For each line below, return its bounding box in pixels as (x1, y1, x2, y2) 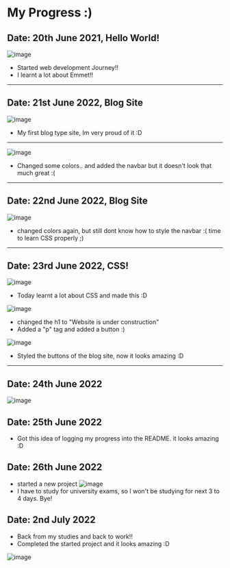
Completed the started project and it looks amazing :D (16, 539, 170, 547)
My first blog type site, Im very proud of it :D (16, 128, 142, 136)
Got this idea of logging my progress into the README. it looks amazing (16, 434, 219, 443)
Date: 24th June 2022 (7, 378, 103, 390)
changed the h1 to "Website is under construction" (16, 318, 159, 326)
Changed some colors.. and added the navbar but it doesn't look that (16, 161, 212, 169)
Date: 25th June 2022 (7, 416, 103, 428)
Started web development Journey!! (16, 64, 118, 71)
